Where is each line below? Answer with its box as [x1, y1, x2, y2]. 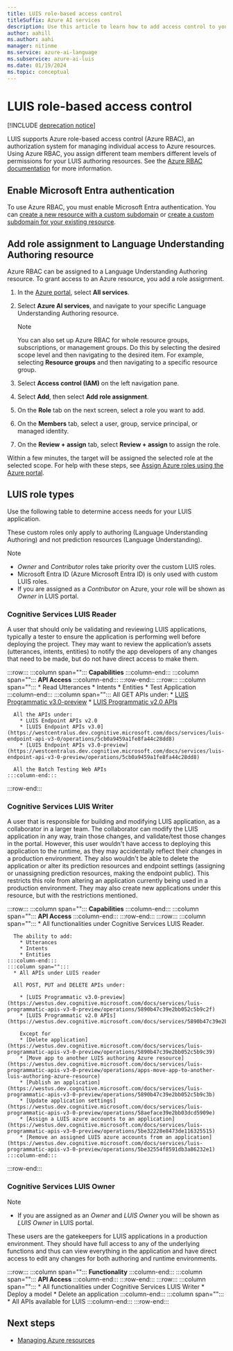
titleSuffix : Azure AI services [7, 17, 101, 24]
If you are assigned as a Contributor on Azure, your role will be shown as [17, 584, 225, 593]
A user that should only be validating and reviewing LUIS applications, [7, 625, 207, 634]
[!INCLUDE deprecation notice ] [7, 121, 96, 129]
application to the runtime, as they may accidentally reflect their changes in [7, 847, 223, 856]
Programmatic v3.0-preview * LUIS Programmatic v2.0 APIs [7, 698, 178, 706]
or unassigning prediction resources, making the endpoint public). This [7, 869, 209, 877]
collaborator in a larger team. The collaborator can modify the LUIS [7, 825, 199, 833]
